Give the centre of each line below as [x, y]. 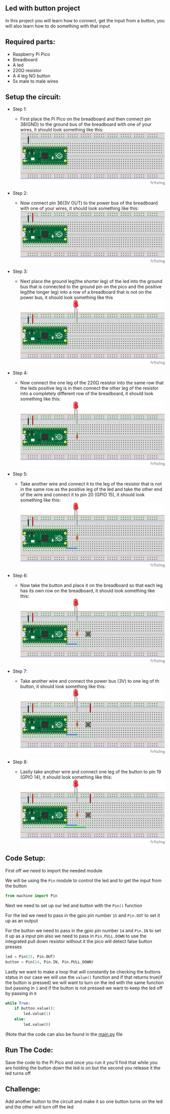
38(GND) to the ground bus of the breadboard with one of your [86, 124]
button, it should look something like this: [63, 686]
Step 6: [20, 575]
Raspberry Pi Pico [31, 54]
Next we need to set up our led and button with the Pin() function [74, 906]
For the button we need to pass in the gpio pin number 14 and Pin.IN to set [83, 930]
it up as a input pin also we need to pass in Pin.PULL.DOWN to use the [76, 936]
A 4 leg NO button [31, 76]
